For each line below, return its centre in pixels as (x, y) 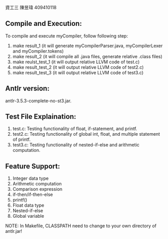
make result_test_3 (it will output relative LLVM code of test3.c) (78, 72)
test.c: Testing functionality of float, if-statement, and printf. (75, 129)
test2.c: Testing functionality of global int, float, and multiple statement (86, 134)
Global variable (28, 216)
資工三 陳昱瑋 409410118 (31, 7)
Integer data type (31, 178)
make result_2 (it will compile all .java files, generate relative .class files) (88, 56)
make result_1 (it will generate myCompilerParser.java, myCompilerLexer (88, 46)
